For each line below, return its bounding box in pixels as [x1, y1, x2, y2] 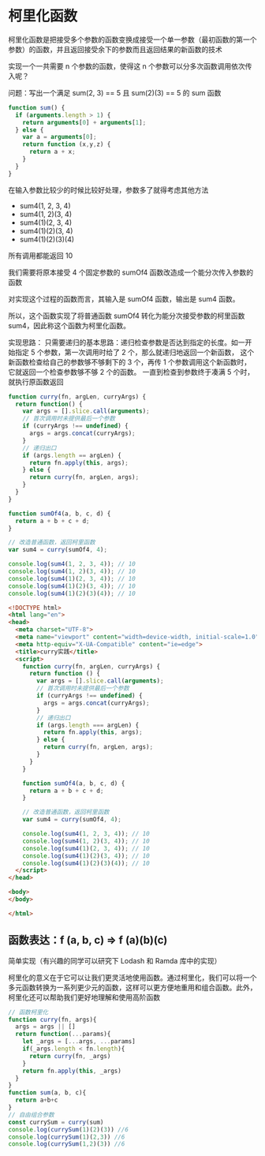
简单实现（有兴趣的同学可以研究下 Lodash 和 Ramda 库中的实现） [8, 956, 222, 965]
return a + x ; [28, 148, 77, 156]
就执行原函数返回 [8, 376, 64, 387]
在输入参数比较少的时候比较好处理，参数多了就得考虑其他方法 [8, 185, 209, 194]
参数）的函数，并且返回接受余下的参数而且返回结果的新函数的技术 [8, 44, 222, 54]
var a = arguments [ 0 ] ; [22, 133, 97, 141]
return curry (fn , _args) [28, 1052, 111, 1060]
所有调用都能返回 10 [8, 250, 73, 260]
